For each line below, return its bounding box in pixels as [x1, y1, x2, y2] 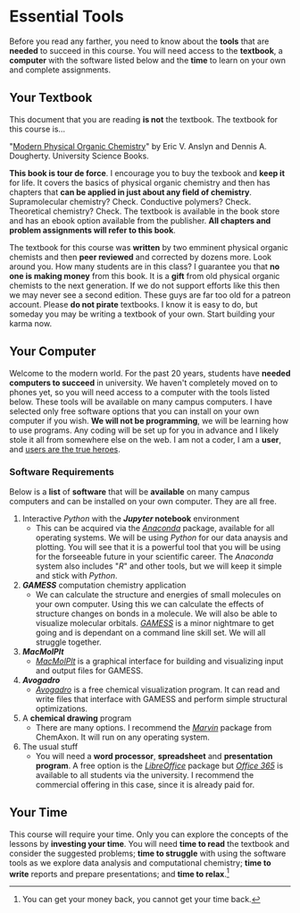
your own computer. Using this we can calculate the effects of [35, 598, 264, 609]
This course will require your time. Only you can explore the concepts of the [9, 829, 288, 840]
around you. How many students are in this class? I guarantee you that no [9, 261, 280, 272]
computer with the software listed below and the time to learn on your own [9, 55, 286, 65]
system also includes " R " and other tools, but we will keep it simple [35, 561, 283, 571]
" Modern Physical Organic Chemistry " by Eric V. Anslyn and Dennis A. [9, 140, 268, 151]
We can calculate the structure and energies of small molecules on [35, 588, 281, 600]
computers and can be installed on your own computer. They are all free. [9, 495, 277, 506]
